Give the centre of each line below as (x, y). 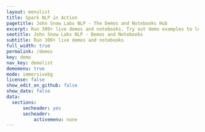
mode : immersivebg (30, 74)
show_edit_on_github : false (42, 86)
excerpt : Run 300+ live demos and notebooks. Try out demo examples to (99, 29)
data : (13, 97)
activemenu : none (56, 119)
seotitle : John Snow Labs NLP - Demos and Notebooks (75, 35)
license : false (26, 80)
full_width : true (28, 46)
